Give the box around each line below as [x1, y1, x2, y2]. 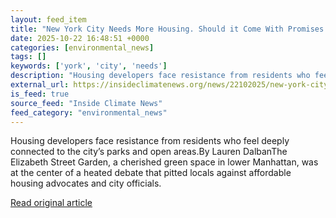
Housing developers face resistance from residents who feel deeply [10, 135, 290, 147]
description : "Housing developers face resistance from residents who [10, 71, 311, 81]
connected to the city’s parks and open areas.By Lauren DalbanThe [10, 146, 288, 158]
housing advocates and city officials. [10, 177, 162, 190]
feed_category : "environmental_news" [10, 107, 168, 118]
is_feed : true [10, 89, 70, 99]
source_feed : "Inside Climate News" [10, 98, 163, 108]
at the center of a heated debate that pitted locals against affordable [10, 167, 292, 179]
